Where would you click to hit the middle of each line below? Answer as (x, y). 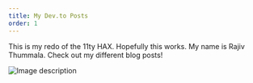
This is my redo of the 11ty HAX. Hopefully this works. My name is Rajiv (126, 46)
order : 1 (23, 23)
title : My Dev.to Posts (48, 16)
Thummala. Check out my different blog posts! (86, 55)
